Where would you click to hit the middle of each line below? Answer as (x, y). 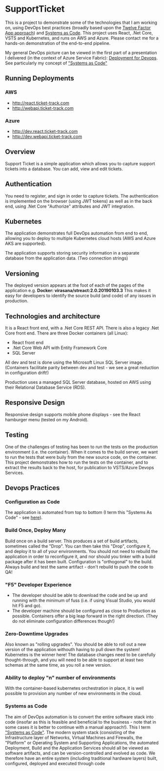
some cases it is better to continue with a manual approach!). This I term (78, 727)
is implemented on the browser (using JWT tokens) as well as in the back (79, 201)
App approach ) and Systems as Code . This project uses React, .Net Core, (79, 33)
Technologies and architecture (53, 316)
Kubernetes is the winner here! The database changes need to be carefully (80, 655)
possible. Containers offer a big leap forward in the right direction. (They (85, 616)
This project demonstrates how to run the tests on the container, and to (77, 462)
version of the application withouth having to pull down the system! (72, 650)
